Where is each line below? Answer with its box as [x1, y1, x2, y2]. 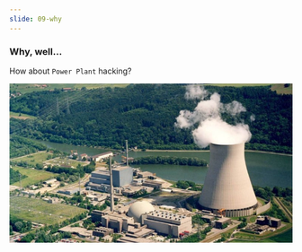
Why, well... [9, 45, 63, 57]
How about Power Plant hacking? [9, 65, 132, 76]
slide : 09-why [9, 14, 63, 23]
